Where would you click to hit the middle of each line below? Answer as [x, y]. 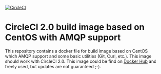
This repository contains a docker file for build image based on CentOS [76, 51]
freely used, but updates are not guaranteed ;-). [53, 66]
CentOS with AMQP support [63, 38]
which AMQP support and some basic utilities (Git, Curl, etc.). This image [78, 56]
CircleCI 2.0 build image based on [75, 27]
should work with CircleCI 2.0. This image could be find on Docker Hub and [81, 61]
